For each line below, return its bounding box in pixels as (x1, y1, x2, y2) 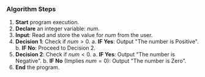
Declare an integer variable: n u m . (15, 25, 100, 32)
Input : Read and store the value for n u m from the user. (15, 32, 153, 39)
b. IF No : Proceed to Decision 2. (15, 44, 96, 52)
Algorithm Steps (6, 5, 56, 13)
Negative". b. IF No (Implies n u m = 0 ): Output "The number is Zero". (15, 57, 187, 65)
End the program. (15, 64, 60, 71)
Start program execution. (15, 19, 80, 26)
